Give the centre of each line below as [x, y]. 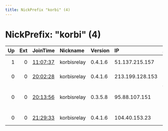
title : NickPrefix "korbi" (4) [38, 10]
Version [100, 50]
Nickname [72, 50]
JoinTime [43, 50]
